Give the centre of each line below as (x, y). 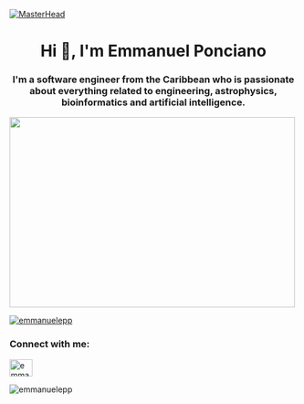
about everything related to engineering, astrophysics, (153, 91)
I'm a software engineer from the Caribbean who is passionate (153, 80)
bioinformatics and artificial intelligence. (153, 102)
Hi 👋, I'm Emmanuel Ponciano (153, 51)
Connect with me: (50, 345)
